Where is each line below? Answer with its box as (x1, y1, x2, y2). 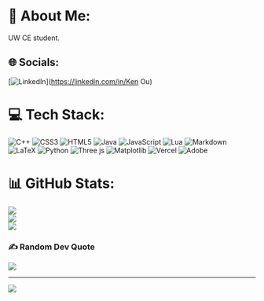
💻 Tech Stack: (8, 105, 105, 123)
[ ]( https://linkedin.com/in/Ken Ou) (8, 76, 153, 86)
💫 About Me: (8, 7, 91, 25)
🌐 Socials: (8, 56, 60, 69)
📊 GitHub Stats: (8, 174, 115, 192)
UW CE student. (8, 33, 60, 42)
